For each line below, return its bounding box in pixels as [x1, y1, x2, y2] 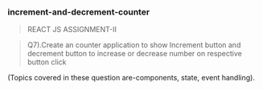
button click [27, 57, 67, 67]
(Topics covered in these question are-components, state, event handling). [7, 73, 255, 83]
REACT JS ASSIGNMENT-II [27, 25, 117, 35]
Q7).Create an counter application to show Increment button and [27, 40, 241, 50]
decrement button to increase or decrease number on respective [27, 49, 242, 59]
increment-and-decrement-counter [7, 6, 150, 18]
